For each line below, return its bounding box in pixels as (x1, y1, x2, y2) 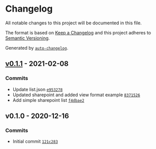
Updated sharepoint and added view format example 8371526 (12, 92, 141, 98)
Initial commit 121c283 (12, 138, 58, 144)
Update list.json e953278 (12, 86, 63, 92)
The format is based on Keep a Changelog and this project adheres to (5, 29, 151, 35)
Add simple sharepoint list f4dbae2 (12, 97, 85, 103)
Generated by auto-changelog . (5, 45, 69, 51)
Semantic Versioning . (5, 35, 50, 41)
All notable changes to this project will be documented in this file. (5, 20, 142, 26)
